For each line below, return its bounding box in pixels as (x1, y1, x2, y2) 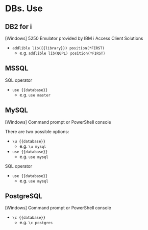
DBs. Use (5, 3, 43, 14)
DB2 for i (5, 23, 32, 31)
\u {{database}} (12, 139, 46, 144)
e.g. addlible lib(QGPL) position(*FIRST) (19, 50, 105, 56)
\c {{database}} (12, 215, 46, 220)
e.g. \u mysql (19, 143, 47, 149)
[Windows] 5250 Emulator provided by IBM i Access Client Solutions (5, 35, 144, 41)
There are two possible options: (5, 128, 70, 135)
